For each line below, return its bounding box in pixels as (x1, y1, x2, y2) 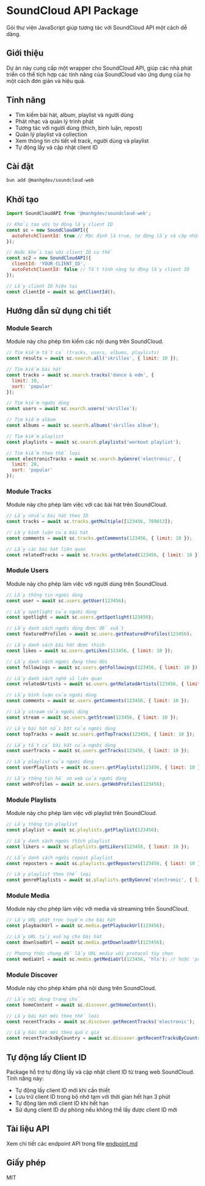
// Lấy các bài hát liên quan (6, 546, 86, 552)
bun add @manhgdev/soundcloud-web (6, 178, 95, 184)
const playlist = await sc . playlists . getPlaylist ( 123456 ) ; (6, 827, 160, 833)
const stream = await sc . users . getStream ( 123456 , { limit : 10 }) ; (6, 714, 179, 721)
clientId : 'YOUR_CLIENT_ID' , (12, 261, 86, 267)
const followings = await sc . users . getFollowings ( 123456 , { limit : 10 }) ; (6, 664, 201, 670)
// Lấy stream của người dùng (6, 709, 88, 715)
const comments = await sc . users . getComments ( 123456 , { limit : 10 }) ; (6, 698, 190, 704)
